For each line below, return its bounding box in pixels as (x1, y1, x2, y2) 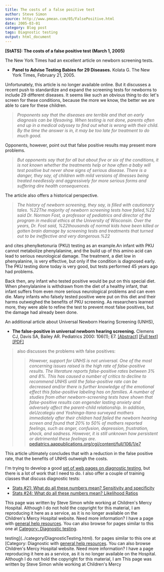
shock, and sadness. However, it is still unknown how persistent (29, 430, 158, 436)
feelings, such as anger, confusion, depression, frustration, (29, 425, 149, 431)
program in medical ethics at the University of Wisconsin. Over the (17, 217, 151, 223)
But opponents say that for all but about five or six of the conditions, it (17, 157, 159, 163)
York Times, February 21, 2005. (12, 72, 76, 78)
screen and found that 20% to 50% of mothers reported (29, 420, 143, 426)
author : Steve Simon (5, 12, 47, 17)
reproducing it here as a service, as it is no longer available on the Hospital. (5, 550, 157, 556)
